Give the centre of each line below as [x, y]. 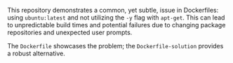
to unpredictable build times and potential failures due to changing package [116, 25]
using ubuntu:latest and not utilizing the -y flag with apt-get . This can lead [116, 17]
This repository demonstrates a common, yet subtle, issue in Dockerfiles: [113, 10]
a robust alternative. [36, 53]
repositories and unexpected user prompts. [70, 32]
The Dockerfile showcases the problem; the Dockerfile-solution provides [115, 46]
